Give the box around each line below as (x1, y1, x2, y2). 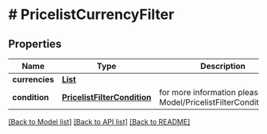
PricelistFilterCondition (61, 92, 152, 102)
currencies (12, 74, 54, 85)
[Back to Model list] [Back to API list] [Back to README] (8, 117, 191, 126)
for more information (158, 87, 236, 98)
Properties (8, 37, 62, 51)
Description (199, 61, 246, 71)
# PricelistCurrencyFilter (8, 6, 175, 24)
